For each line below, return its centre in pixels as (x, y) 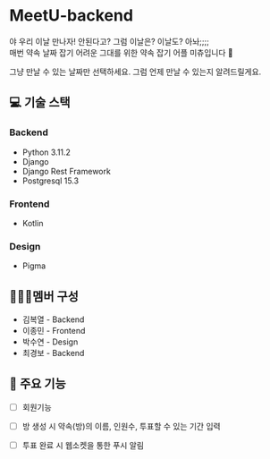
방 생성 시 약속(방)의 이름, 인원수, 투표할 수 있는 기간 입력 (121, 426)
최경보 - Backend (53, 353)
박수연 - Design (50, 342)
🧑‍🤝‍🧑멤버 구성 (44, 296)
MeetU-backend (72, 16)
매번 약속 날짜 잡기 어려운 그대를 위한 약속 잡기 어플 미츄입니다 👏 (122, 52)
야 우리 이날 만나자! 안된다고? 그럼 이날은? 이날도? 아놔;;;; (110, 41)
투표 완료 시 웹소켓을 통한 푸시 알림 (83, 445)
